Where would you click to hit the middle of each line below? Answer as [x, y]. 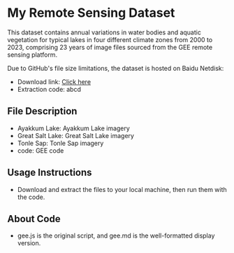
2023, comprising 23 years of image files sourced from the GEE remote [110, 47]
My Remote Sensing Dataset [91, 13]
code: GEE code [41, 150]
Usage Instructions [50, 173]
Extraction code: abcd [49, 89]
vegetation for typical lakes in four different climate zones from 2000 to [110, 39]
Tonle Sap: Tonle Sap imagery [60, 143]
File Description [42, 111]
